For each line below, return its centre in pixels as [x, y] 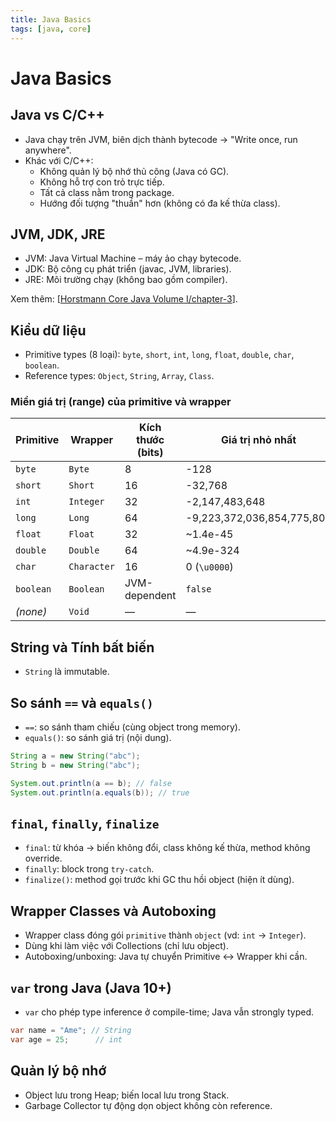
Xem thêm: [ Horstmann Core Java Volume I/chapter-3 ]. [124, 299]
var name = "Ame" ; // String [71, 1030]
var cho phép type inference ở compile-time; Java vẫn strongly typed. [169, 1012]
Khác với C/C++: [59, 160]
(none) [31, 612]
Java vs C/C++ [57, 115]
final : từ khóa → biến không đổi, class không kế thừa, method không [167, 848]
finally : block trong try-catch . [89, 869]
